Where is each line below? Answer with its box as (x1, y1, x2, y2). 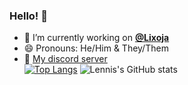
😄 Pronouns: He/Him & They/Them (23, 42, 169, 54)
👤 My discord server (23, 53, 108, 65)
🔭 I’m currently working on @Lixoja (23, 32, 170, 44)
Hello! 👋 (9, 9, 49, 23)
